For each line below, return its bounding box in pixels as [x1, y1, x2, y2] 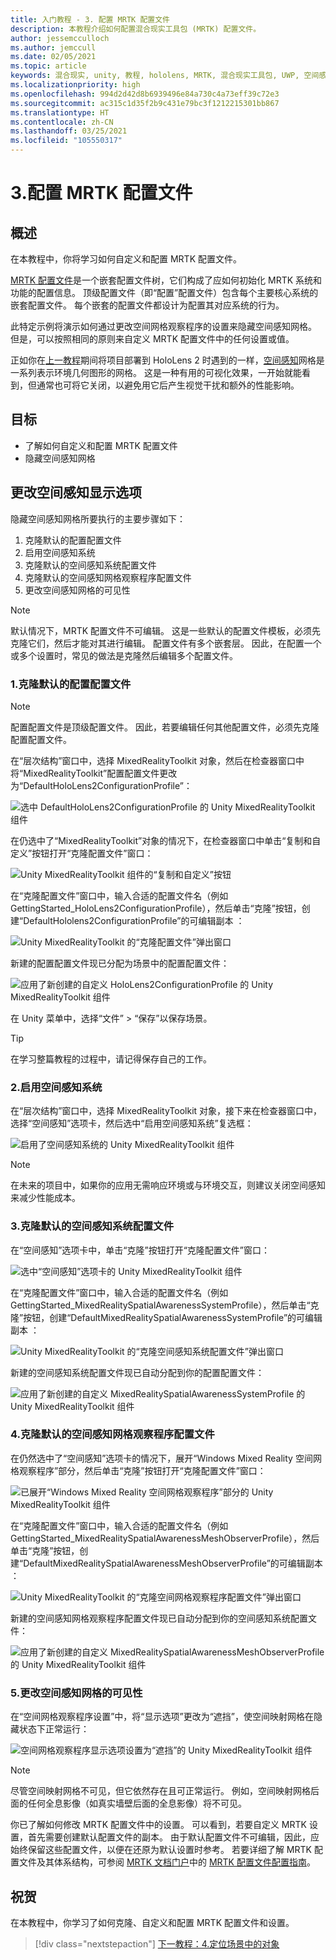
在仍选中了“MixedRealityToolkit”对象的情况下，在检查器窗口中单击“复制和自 [10, 834, 322, 846]
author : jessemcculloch [10, 33, 110, 43]
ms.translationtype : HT [10, 107, 110, 118]
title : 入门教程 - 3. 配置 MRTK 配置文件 [10, 14, 170, 25]
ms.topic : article [10, 61, 87, 71]
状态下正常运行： [18, 1723, 90, 1735]
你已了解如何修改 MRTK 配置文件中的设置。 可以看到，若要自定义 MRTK [10, 1819, 307, 1831]
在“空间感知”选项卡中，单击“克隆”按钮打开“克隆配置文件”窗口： [10, 1244, 270, 1256]
